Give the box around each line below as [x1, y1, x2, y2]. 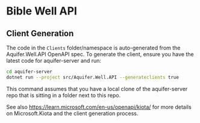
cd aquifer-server [6, 69, 52, 75]
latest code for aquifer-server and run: [6, 57, 101, 64]
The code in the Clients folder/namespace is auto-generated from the [6, 44, 181, 51]
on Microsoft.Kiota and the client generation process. [6, 110, 139, 117]
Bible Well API [6, 4, 77, 18]
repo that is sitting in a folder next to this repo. [6, 92, 121, 99]
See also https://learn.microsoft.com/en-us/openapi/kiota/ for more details [6, 103, 192, 110]
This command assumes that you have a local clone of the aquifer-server [6, 85, 188, 92]
